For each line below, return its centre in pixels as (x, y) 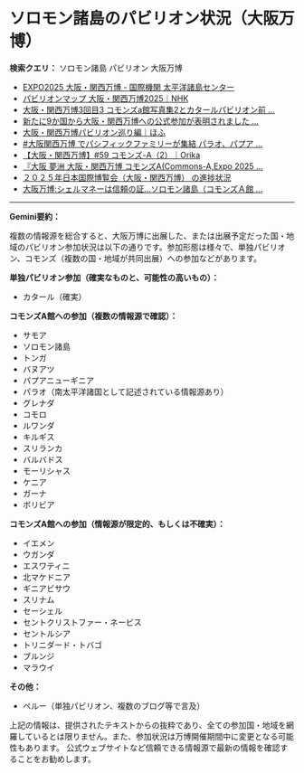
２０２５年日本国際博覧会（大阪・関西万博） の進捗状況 (127, 177)
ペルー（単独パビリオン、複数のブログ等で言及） (114, 705)
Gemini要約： (35, 216)
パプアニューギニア (58, 380)
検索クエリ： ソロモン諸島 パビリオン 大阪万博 (96, 68)
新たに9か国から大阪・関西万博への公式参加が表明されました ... (141, 121)
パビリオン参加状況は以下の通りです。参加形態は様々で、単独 (140, 247)
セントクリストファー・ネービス (82, 622)
